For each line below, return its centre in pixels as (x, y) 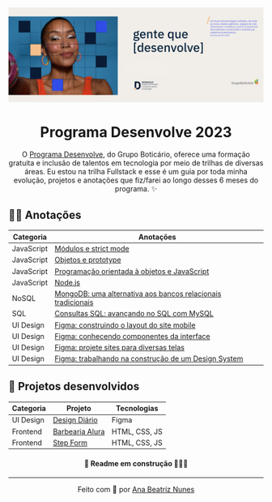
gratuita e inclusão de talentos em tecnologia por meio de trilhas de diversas (136, 163)
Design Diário (75, 420)
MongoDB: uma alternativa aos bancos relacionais (138, 294)
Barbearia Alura (79, 431)
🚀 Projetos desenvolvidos (74, 386)
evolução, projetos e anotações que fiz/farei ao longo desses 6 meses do (136, 180)
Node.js (68, 282)
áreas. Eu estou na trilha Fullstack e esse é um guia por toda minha (136, 172)
